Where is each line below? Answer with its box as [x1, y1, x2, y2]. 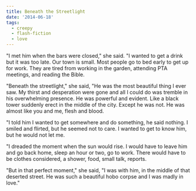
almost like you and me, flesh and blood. [6, 107, 104, 114]
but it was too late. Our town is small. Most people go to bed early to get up [6, 58, 189, 65]
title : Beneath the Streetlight [6, 8, 85, 15]
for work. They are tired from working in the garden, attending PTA [6, 65, 168, 71]
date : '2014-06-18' [6, 14, 54, 20]
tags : [6, 19, 19, 25]
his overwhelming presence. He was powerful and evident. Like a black [6, 95, 179, 102]
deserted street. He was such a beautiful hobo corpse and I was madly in [6, 173, 184, 180]
